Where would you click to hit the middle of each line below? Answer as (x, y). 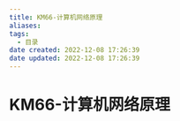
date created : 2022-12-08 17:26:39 (75, 50)
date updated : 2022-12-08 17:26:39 (75, 58)
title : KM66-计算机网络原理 (56, 17)
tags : (19, 34)
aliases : (25, 26)
